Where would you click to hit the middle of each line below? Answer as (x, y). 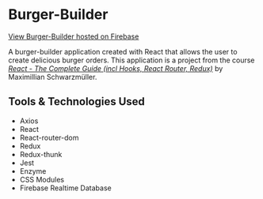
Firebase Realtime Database (66, 188)
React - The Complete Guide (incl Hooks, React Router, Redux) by (116, 68)
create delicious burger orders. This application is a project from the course (131, 60)
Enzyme (33, 171)
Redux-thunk (41, 154)
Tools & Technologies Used (76, 101)
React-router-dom (49, 137)
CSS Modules (42, 179)
